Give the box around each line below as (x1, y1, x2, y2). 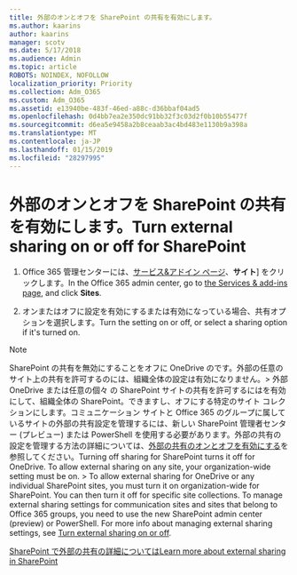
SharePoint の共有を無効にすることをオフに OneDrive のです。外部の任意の (9, 363, 284, 373)
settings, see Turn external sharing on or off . (9, 528, 172, 539)
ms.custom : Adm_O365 (9, 95, 86, 105)
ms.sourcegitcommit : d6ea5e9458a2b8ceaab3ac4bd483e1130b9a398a (9, 121, 248, 130)
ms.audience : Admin (9, 54, 82, 63)
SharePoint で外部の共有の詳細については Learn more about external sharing (9, 546, 286, 556)
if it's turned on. (21, 327, 81, 338)
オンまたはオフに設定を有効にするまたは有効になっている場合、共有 (21, 306, 271, 316)
